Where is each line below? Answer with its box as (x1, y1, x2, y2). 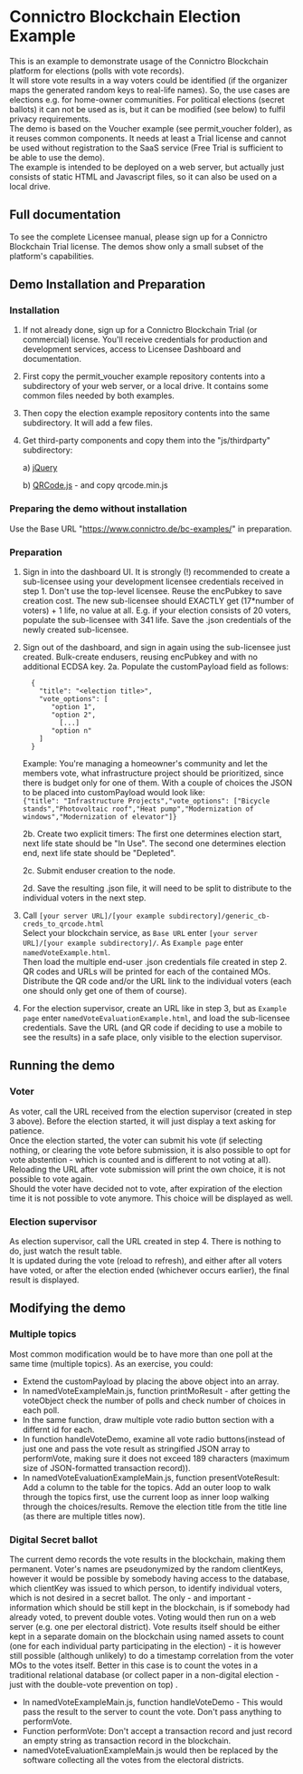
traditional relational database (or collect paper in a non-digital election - (9, 1670, 279, 1680)
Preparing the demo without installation (9, 502, 187, 515)
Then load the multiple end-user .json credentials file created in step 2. (22, 957, 288, 968)
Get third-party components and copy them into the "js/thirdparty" (22, 435, 271, 446)
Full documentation (9, 207, 121, 223)
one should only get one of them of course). (22, 986, 187, 997)
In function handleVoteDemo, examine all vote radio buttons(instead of (22, 1433, 286, 1444)
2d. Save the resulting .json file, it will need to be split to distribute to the (22, 882, 292, 894)
